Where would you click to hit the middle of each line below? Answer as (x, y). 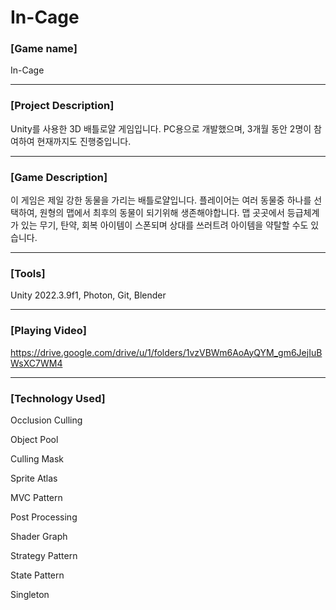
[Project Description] (62, 106)
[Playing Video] (48, 331)
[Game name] (44, 49)
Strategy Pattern (44, 555)
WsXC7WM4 (36, 363)
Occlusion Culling (46, 420)
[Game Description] (59, 177)
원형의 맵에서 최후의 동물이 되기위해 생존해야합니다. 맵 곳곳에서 (162, 213)
